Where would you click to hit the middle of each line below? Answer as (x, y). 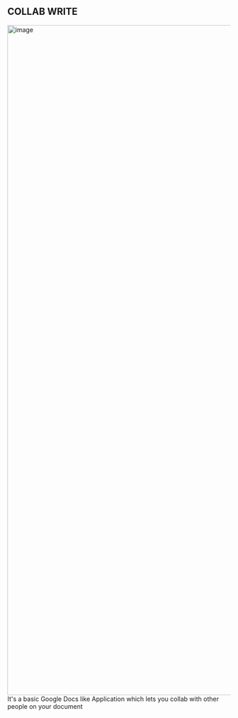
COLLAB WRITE (42, 12)
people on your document (45, 706)
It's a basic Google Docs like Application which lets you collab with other (113, 699)
